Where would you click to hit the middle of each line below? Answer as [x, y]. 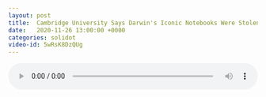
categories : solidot [42, 37]
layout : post [30, 15]
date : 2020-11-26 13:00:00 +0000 [67, 30]
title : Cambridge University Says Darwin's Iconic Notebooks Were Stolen [134, 23]
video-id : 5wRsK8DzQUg [46, 45]
